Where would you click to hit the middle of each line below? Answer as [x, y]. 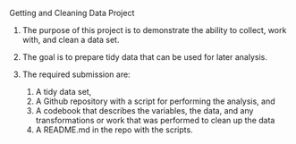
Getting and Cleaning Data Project [72, 13]
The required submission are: [76, 74]
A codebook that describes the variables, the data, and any [144, 110]
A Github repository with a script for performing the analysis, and [155, 101]
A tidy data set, [63, 92]
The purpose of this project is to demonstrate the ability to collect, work [154, 30]
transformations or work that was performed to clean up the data [155, 120]
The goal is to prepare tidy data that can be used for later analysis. [145, 57]
